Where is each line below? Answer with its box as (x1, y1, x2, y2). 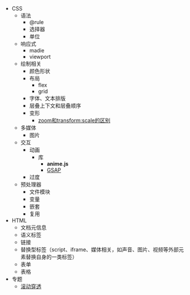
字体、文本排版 (29, 95, 66, 102)
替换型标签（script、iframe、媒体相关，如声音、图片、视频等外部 (20, 246, 179, 253)
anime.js (46, 160, 69, 167)
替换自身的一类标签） (25, 253, 78, 260)
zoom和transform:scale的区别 (38, 117, 111, 124)
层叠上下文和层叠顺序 (29, 102, 81, 109)
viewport (29, 53, 51, 60)
